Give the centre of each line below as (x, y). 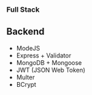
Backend (26, 32)
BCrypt (26, 84)
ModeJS (28, 48)
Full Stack (23, 10)
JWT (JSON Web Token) (51, 70)
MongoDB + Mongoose (49, 62)
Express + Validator (44, 55)
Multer (26, 77)
